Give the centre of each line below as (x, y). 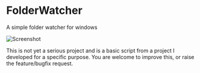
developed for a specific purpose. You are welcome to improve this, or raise (100, 57)
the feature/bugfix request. (40, 63)
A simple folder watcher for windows (52, 27)
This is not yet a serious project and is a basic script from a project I (90, 50)
